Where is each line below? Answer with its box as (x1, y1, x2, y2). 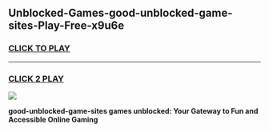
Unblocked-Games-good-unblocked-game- (8, 6, 233, 20)
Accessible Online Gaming (8, 114, 98, 124)
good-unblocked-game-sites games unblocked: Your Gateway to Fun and (8, 106, 259, 115)
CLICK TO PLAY (8, 43, 70, 54)
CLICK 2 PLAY (8, 73, 64, 84)
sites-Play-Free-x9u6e (8, 19, 125, 33)
